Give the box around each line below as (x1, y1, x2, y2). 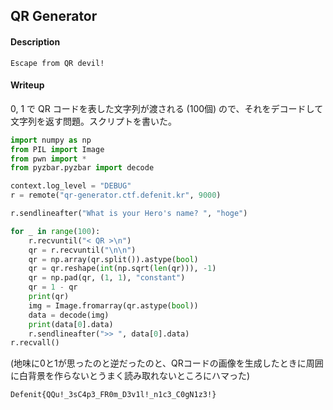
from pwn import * (10, 154, 87, 164)
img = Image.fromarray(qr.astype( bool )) (28, 300, 199, 311)
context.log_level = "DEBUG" (10, 181, 132, 191)
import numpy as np (10, 135, 92, 145)
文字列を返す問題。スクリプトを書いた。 (10, 115, 177, 127)
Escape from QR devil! (10, 58, 105, 68)
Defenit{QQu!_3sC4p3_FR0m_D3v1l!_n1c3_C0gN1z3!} (10, 390, 217, 400)
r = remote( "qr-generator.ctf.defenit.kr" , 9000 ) (10, 190, 222, 201)
